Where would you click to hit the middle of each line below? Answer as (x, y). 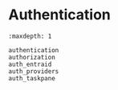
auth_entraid (30, 64)
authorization (32, 57)
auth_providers (34, 71)
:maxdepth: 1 (30, 36)
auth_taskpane (32, 78)
